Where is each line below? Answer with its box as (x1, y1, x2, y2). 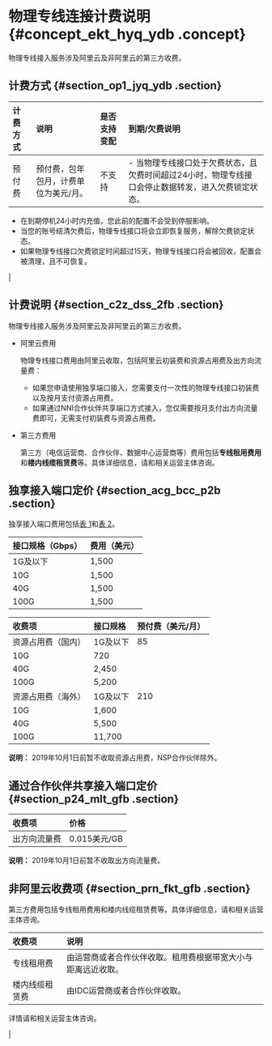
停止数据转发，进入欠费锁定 (144, 181, 251, 193)
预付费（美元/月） (137, 621, 206, 632)
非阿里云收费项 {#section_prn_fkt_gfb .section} (8, 882, 251, 895)
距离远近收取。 (66, 964, 124, 975)
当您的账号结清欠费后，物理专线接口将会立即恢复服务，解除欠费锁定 (19, 226, 248, 236)
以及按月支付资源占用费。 (32, 393, 118, 402)
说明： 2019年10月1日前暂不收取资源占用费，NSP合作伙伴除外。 (8, 753, 222, 763)
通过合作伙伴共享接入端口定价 (8, 779, 158, 793)
